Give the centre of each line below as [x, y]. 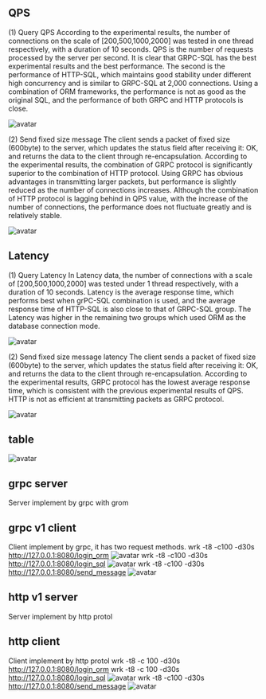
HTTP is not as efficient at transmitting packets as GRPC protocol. [116, 399]
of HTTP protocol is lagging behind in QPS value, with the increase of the [128, 198]
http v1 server [43, 597]
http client [34, 641]
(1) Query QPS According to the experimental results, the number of [119, 32]
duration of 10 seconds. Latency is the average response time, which [121, 292]
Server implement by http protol [61, 616]
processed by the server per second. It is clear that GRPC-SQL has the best [133, 57]
